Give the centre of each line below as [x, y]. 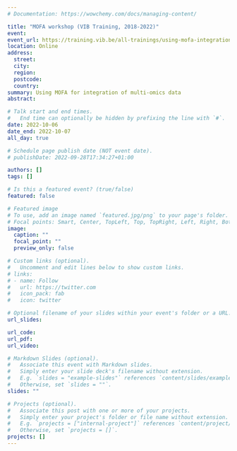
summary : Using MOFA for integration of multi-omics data [94, 93]
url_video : [23, 346]
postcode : [28, 79]
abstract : [22, 99]
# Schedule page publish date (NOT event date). [80, 151]
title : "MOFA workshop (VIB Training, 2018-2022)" [83, 27]
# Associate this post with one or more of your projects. [99, 411]
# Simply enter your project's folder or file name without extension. [118, 417]
